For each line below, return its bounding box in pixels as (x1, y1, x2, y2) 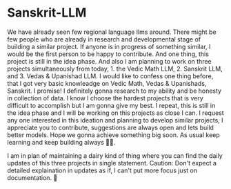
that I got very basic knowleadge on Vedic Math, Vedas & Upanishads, (7, 79, 207, 87)
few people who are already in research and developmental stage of (7, 35, 201, 43)
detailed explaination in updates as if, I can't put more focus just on (7, 166, 198, 174)
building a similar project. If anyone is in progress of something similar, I (7, 42, 211, 51)
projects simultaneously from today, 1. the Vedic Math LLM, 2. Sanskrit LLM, (7, 64, 223, 73)
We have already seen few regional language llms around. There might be (7, 28, 217, 36)
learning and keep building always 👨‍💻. (7, 138, 116, 146)
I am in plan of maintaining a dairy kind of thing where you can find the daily (7, 151, 223, 160)
